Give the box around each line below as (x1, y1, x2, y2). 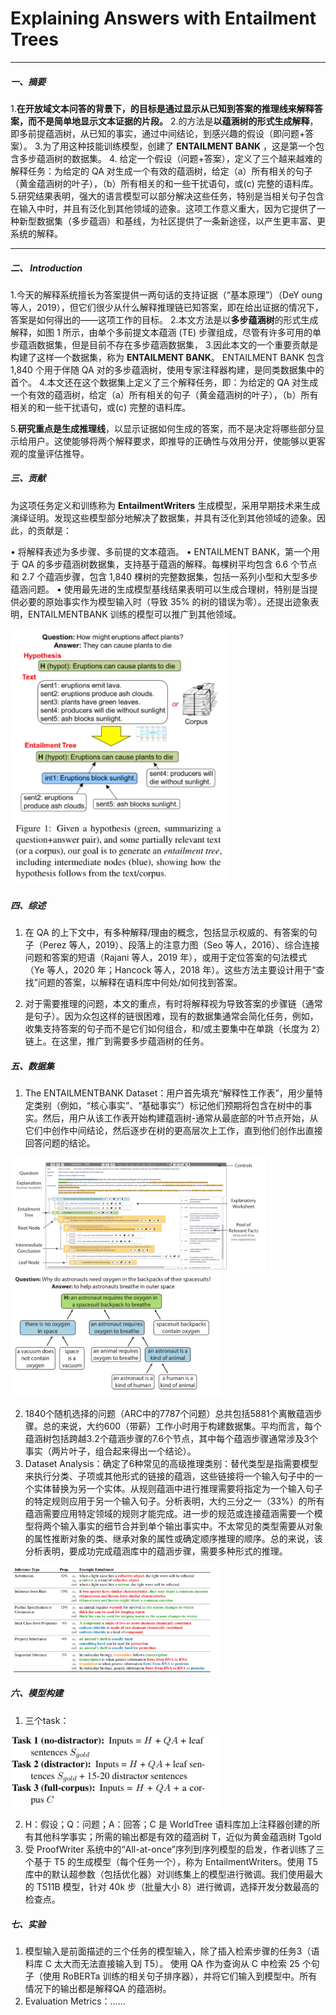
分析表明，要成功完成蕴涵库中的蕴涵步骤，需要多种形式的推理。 (24, 1545, 288, 1557)
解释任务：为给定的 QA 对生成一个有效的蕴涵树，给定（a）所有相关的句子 (10, 165, 313, 177)
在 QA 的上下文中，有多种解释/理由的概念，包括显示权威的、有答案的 (24, 927, 309, 939)
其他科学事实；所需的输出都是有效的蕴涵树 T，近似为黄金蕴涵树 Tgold (33, 1831, 322, 1843)
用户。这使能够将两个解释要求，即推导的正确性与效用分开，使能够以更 (27, 435, 317, 447)
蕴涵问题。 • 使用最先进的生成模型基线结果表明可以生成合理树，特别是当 (10, 583, 310, 595)
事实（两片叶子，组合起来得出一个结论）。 (24, 1445, 197, 1457)
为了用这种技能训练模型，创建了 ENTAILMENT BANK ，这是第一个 (42, 140, 317, 152)
